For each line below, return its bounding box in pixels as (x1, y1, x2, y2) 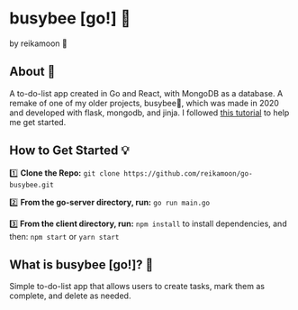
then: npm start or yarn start (9, 231, 120, 242)
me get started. (9, 116, 67, 127)
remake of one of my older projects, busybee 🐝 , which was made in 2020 (9, 97, 279, 108)
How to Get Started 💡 (9, 143, 130, 159)
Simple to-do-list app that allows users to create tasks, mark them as (9, 281, 266, 292)
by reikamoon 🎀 (9, 38, 68, 49)
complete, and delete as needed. (9, 290, 131, 301)
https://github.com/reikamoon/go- (122, 169, 254, 178)
